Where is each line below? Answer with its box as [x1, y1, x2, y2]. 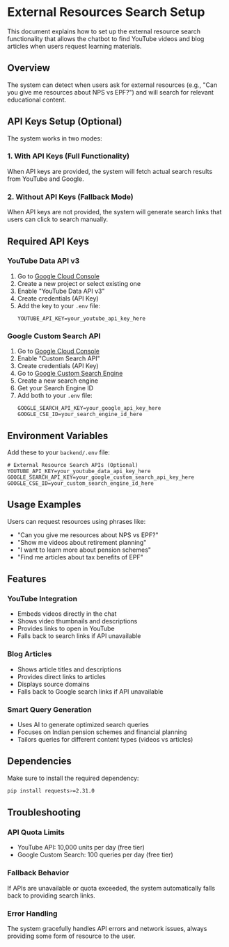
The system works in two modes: [7, 134, 102, 143]
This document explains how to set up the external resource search [7, 27, 200, 35]
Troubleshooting [7, 806, 81, 818]
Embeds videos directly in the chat [17, 610, 117, 618]
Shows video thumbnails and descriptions [17, 617, 138, 626]
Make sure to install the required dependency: [7, 774, 139, 782]
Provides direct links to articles [17, 672, 106, 681]
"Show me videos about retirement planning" [17, 538, 147, 546]
